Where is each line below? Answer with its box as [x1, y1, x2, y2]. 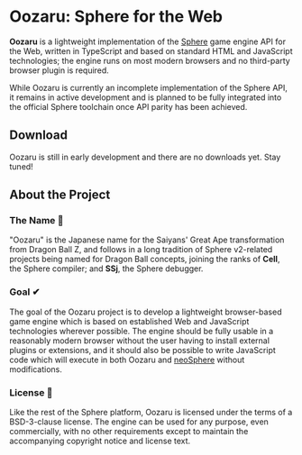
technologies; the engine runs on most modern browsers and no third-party [9, 55, 290, 66]
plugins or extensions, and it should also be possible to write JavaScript [9, 344, 277, 355]
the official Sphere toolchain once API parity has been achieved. [9, 101, 248, 112]
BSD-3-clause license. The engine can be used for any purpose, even [9, 416, 269, 427]
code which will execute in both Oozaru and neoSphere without [9, 354, 245, 365]
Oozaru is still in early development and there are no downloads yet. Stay [9, 151, 281, 162]
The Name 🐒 [9, 214, 64, 227]
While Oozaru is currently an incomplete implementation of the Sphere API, [9, 82, 288, 93]
